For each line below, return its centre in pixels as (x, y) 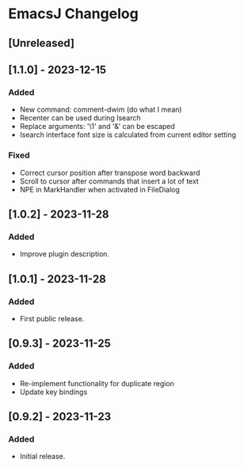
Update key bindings (53, 392)
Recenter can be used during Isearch (80, 118)
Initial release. (42, 457)
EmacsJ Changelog (73, 14)
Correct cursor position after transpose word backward (110, 173)
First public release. (52, 318)
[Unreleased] (42, 43)
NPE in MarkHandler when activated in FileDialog (100, 189)
